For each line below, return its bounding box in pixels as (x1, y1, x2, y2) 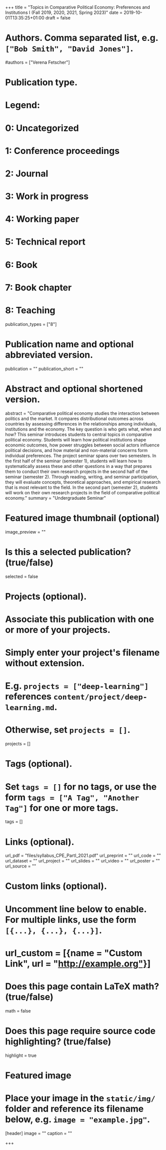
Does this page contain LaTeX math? (5, 981, 160, 992)
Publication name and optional (5, 338, 134, 350)
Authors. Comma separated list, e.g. (5, 32, 159, 44)
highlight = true (5, 1052, 37, 1058)
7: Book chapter (5, 282, 72, 293)
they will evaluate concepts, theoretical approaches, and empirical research (5, 479, 161, 485)
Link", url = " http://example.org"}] (5, 958, 151, 969)
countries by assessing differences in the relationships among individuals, (5, 421, 157, 427)
